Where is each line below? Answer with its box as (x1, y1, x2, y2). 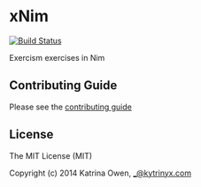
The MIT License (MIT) (9, 150, 93, 161)
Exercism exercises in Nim (9, 52, 105, 63)
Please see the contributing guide (9, 101, 133, 112)
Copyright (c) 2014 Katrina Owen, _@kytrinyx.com (9, 168, 192, 178)
